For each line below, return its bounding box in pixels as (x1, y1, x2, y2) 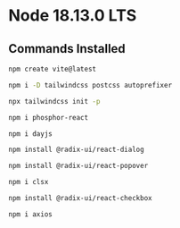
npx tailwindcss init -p (8, 97, 101, 106)
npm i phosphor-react (8, 113, 89, 122)
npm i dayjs (8, 129, 53, 139)
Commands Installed (8, 41, 126, 56)
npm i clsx (8, 178, 49, 187)
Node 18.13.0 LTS (8, 5, 137, 26)
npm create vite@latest (8, 64, 97, 73)
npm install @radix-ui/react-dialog (8, 145, 144, 155)
